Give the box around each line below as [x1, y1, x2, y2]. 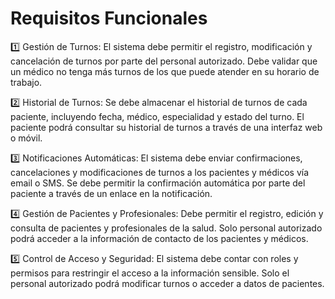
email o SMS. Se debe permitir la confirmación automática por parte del [10, 177, 306, 189]
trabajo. [10, 76, 43, 88]
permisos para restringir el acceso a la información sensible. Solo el [10, 267, 290, 279]
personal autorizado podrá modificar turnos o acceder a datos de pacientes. [10, 277, 325, 289]
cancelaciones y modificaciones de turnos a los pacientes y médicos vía [10, 166, 310, 178]
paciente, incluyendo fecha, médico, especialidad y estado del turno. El [10, 110, 305, 122]
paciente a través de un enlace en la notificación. [10, 187, 213, 199]
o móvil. [10, 132, 43, 144]
